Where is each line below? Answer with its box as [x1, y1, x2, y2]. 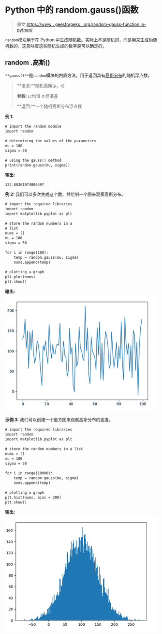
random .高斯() [5, 59, 50, 67]
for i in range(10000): [5, 470, 53, 476]
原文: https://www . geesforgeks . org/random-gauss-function [16, 21, 140, 27]
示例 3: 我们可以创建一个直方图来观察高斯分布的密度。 [5, 417, 113, 422]
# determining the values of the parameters [5, 138, 96, 143]
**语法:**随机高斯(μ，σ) [16, 83, 65, 88]
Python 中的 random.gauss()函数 [5, 4, 139, 16]
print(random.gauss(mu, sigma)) [5, 163, 70, 167]
